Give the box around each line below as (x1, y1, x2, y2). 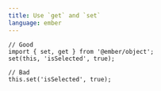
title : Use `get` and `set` (8, 11, 102, 20)
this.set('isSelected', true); (8, 75, 112, 83)
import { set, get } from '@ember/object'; (8, 47, 155, 55)
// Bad (8, 68, 30, 76)
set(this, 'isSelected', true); (8, 55, 115, 63)
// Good (8, 40, 34, 48)
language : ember (8, 19, 62, 27)
